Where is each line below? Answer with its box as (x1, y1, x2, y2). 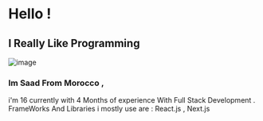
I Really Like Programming (8, 37, 140, 50)
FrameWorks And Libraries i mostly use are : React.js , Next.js (8, 104, 210, 114)
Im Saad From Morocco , (8, 77, 104, 88)
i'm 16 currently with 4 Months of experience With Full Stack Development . (8, 96, 256, 105)
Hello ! (8, 5, 52, 23)
